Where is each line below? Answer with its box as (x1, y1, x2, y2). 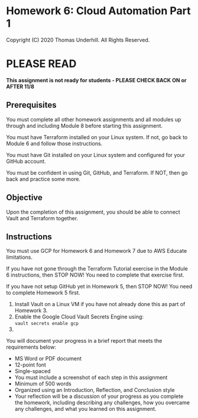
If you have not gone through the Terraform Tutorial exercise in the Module (6, 265, 188, 272)
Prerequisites (6, 100, 57, 110)
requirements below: (6, 343, 56, 351)
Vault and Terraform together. (6, 214, 79, 221)
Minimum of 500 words (14, 380, 72, 387)
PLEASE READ (6, 57, 77, 70)
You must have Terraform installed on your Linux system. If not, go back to (6, 133, 188, 140)
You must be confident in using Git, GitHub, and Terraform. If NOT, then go (6, 169, 188, 176)
